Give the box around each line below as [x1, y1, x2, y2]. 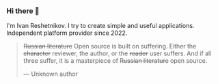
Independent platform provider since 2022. [6, 29, 128, 37]
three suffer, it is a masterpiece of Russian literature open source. [23, 57, 208, 65]
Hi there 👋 [6, 6, 40, 16]
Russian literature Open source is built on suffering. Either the [23, 42, 197, 51]
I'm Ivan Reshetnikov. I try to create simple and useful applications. [6, 22, 195, 30]
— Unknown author [23, 70, 78, 78]
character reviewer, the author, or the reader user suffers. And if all [23, 49, 212, 57]
